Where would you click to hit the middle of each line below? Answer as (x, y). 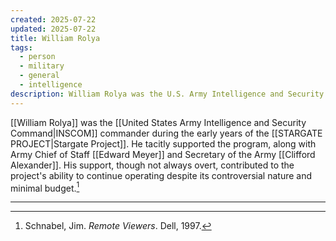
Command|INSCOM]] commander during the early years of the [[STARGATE (166, 133)
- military (42, 66)
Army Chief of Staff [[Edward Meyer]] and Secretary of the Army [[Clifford (163, 154)
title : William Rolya (55, 38)
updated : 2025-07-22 (53, 29)
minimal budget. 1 (45, 187)
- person (37, 57)
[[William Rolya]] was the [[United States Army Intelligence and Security (158, 122)
